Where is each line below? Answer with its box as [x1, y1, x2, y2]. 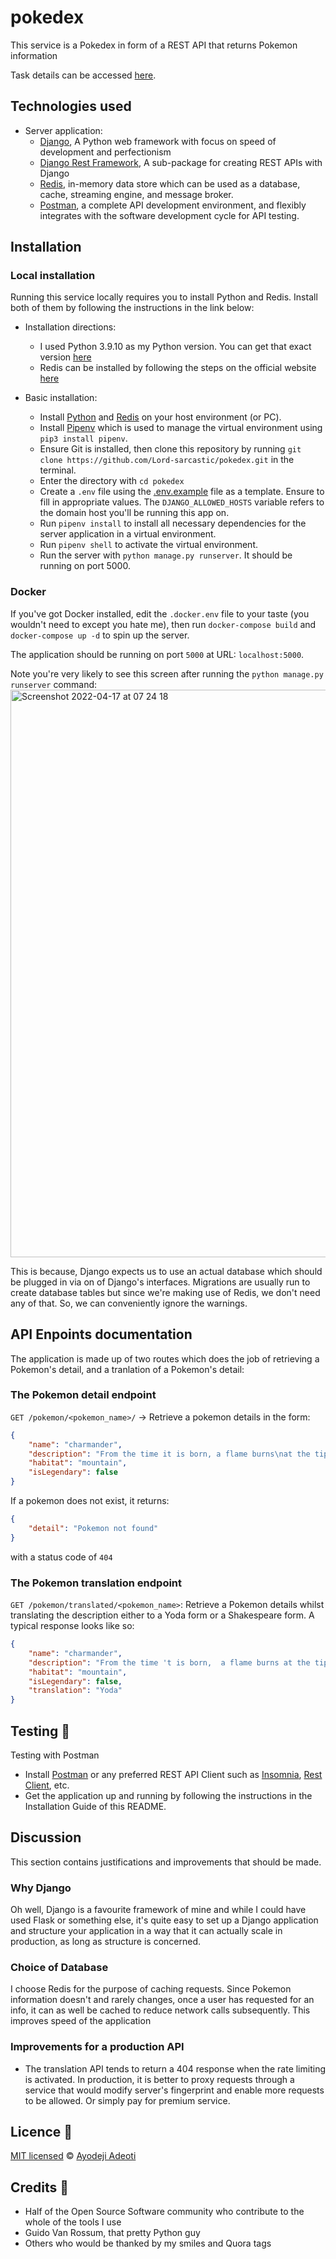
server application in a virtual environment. [39, 528, 217, 540]
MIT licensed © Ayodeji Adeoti [10, 2150, 137, 2162]
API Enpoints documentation [10, 1326, 193, 1343]
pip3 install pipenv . [39, 432, 128, 445]
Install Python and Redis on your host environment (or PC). [39, 411, 282, 423]
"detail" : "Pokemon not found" [28, 1523, 159, 1533]
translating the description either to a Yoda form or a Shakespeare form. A [10, 1609, 315, 1621]
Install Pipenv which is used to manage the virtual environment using [39, 422, 323, 434]
